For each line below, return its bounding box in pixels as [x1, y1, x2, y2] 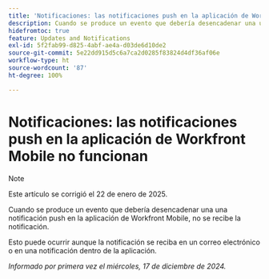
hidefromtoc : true [8, 26, 70, 34]
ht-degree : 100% [8, 71, 62, 79]
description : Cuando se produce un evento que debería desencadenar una [8, 19, 256, 27]
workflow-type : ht [8, 57, 70, 65]
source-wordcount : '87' [8, 64, 88, 72]
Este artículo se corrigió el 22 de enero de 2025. [8, 189, 168, 199]
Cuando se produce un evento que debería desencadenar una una [8, 204, 228, 214]
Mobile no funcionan [8, 147, 148, 165]
